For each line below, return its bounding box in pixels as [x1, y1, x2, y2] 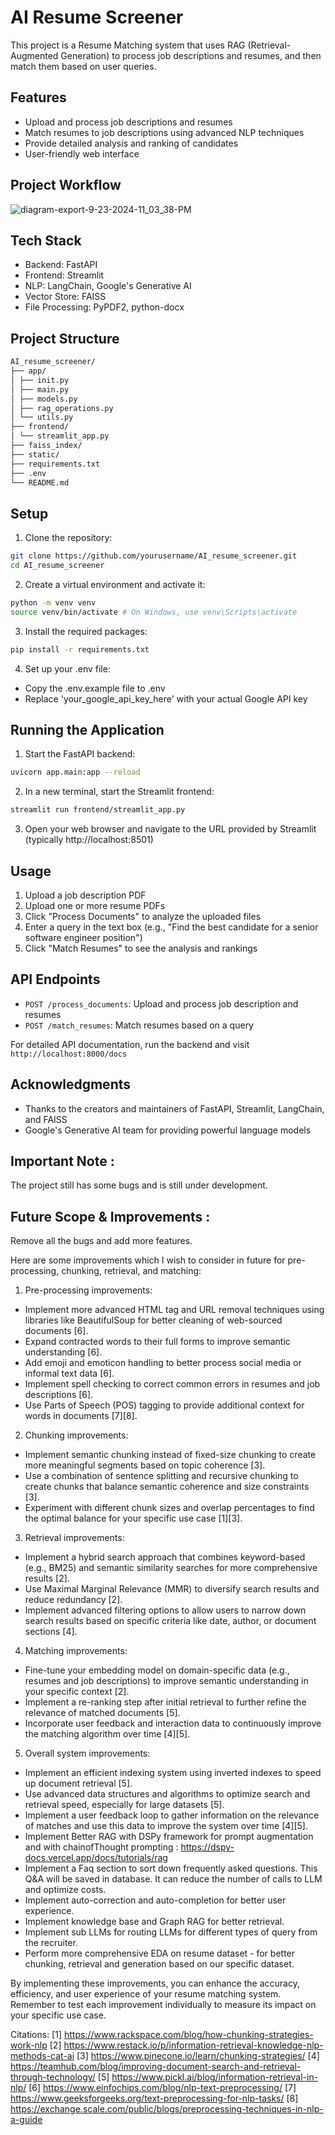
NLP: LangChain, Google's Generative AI [24, 280, 192, 292]
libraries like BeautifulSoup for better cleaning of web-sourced [24, 1314, 283, 1326]
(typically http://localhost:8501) [24, 834, 154, 846]
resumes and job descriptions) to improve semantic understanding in [24, 1675, 309, 1687]
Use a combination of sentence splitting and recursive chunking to [24, 1470, 299, 1482]
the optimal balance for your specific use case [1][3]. [24, 1512, 243, 1525]
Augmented [10, 49, 59, 61]
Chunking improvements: [24, 1429, 129, 1441]
